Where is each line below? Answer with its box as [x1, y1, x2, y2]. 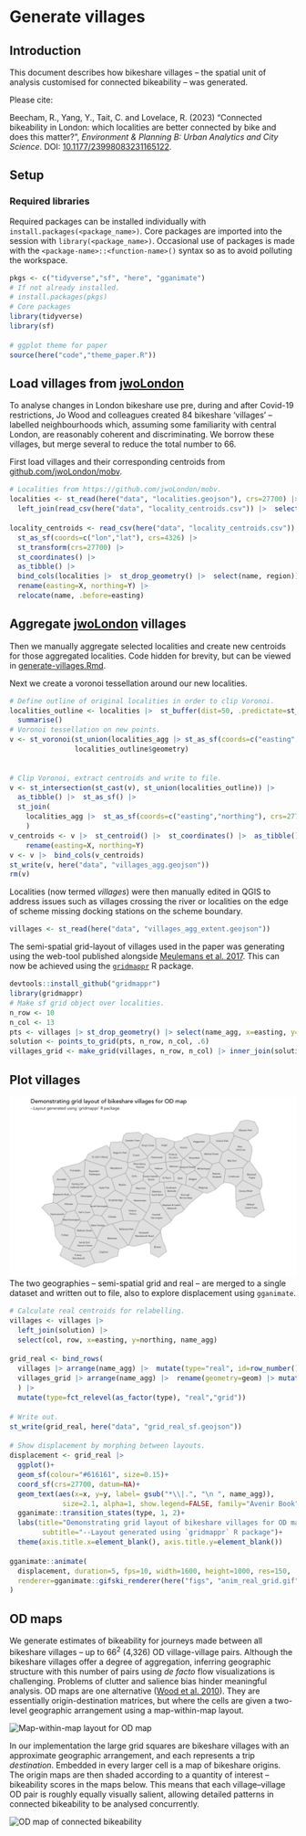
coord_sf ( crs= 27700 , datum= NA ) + [17, 1480, 141, 1489]
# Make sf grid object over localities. [9, 998, 166, 1008]
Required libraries [9, 195, 90, 207]
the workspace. [9, 254, 68, 266]
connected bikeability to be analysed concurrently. [9, 1798, 200, 1810]
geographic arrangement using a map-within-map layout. [28, 1704, 244, 1715]
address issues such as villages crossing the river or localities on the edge [9, 896, 289, 907]
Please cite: [9, 94, 54, 105]
